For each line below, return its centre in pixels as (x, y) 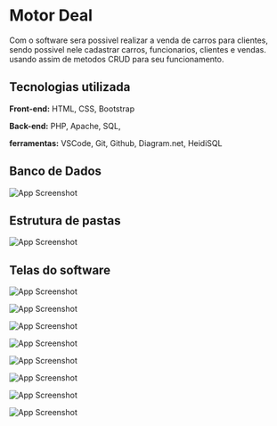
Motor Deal (51, 16)
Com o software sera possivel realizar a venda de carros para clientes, (139, 40)
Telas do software (60, 270)
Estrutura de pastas (65, 221)
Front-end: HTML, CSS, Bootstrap (72, 109)
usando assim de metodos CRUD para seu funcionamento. (117, 59)
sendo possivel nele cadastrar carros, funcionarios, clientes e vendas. (138, 49)
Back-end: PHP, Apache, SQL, (65, 126)
